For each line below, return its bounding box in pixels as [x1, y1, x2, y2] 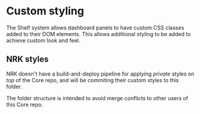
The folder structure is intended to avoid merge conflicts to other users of [6, 94, 189, 101]
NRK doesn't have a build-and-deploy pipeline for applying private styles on [6, 70, 195, 77]
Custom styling [6, 4, 84, 18]
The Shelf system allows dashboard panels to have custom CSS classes [6, 24, 184, 31]
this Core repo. [6, 101, 43, 108]
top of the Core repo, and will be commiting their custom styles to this [6, 76, 179, 83]
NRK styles [6, 54, 49, 64]
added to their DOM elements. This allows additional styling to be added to [6, 30, 191, 37]
